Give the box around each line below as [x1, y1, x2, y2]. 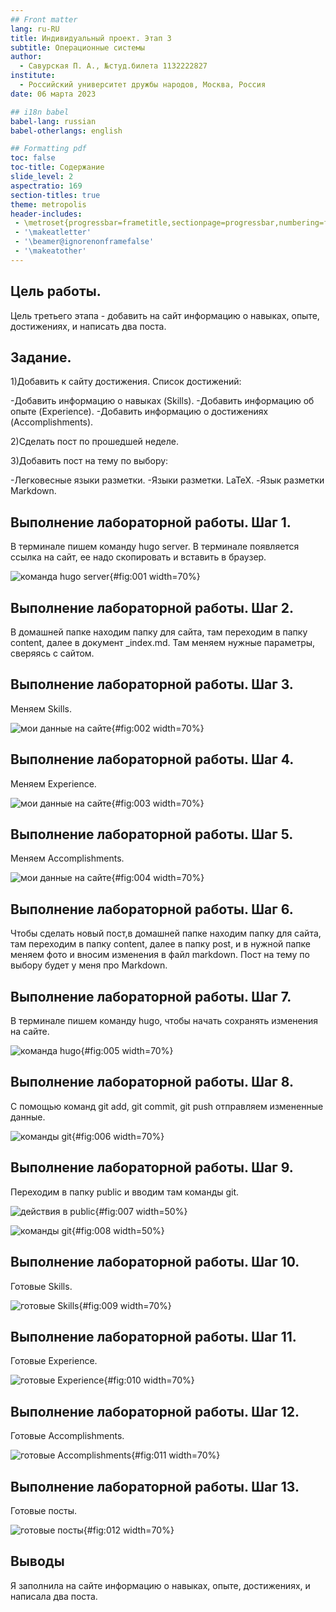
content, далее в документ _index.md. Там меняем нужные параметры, [10, 637, 316, 648]
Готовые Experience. [10, 1355, 98, 1367]
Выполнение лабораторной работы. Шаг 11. [10, 1328, 297, 1345]
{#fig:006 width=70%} [71, 1130, 165, 1142]
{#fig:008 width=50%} [71, 1224, 165, 1236]
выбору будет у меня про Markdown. [10, 959, 168, 971]
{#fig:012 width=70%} [83, 1524, 175, 1536]
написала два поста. [10, 1590, 98, 1602]
